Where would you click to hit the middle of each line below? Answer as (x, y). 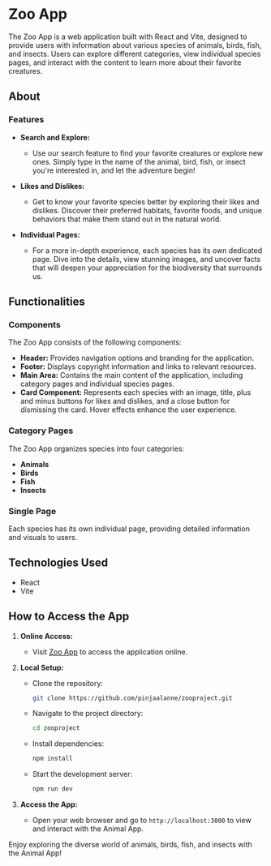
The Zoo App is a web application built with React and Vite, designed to (128, 36)
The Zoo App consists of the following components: (95, 342)
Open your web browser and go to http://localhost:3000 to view (142, 821)
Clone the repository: (68, 683)
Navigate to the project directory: (88, 714)
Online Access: (46, 636)
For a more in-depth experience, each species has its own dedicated (147, 250)
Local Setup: (42, 667)
